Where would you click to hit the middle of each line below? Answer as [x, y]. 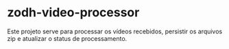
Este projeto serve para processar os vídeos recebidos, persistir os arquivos [115, 31]
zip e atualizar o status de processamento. [67, 38]
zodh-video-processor [73, 13]
